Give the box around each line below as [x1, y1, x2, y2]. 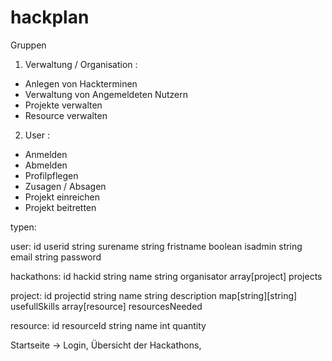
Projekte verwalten [24, 99, 103, 111]
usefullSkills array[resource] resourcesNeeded [10, 300, 203, 312]
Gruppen [10, 39, 47, 51]
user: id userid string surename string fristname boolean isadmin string [10, 240, 303, 252]
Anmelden [24, 148, 68, 160]
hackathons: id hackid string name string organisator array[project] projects [10, 270, 323, 282]
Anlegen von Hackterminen [24, 77, 138, 90]
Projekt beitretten [24, 201, 97, 213]
